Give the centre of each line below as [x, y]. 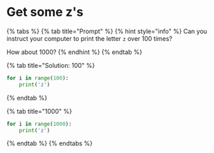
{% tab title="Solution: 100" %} [51, 65]
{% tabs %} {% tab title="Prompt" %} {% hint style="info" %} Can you [107, 31]
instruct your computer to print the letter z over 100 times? [89, 38]
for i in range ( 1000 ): [39, 124]
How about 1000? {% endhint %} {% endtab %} [74, 52]
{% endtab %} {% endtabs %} [50, 143]
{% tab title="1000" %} [39, 111]
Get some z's [45, 12]
